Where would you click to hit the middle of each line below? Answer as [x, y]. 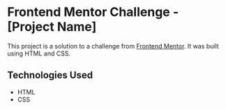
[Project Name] [52, 27]
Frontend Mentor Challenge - [93, 12]
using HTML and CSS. [39, 53]
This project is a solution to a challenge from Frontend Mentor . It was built [113, 46]
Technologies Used [50, 75]
